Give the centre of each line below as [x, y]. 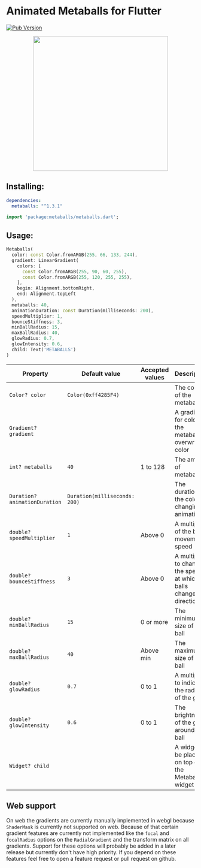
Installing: [25, 187]
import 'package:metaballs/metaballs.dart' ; [63, 217]
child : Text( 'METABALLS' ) [44, 349]
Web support [31, 806]
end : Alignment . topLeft [47, 294]
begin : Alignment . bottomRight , [56, 288]
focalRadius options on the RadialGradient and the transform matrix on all [98, 839]
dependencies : [24, 200]
